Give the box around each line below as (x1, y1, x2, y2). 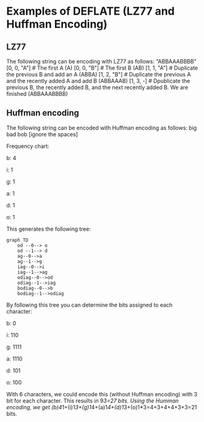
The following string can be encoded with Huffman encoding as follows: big (6, 124, 197, 131)
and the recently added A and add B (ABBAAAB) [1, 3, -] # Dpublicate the (6, 78, 191, 84)
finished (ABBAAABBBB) (6, 90, 68, 97)
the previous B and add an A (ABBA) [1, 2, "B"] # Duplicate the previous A (6, 71, 191, 78)
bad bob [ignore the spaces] (6, 130, 78, 138)
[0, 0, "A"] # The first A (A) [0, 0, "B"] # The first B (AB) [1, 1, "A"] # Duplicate (6, 64, 199, 71)
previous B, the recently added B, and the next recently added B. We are (6, 84, 188, 91)
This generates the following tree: (6, 225, 91, 233)
